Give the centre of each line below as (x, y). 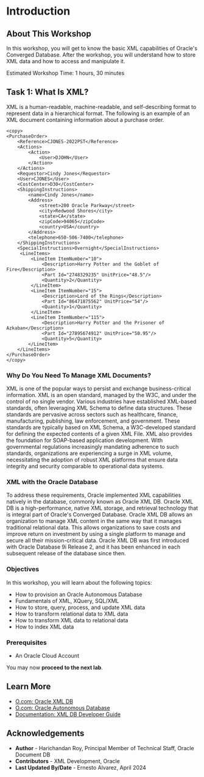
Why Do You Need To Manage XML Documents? (79, 375)
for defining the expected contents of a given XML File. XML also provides (100, 434)
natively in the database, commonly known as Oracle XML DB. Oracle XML (100, 502)
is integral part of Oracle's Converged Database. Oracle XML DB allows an (100, 515)
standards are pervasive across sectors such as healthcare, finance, (92, 415)
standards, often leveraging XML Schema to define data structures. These (99, 408)
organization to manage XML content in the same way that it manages (94, 521)
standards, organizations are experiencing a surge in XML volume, (90, 453)
